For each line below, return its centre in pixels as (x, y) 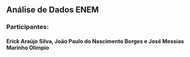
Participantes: (28, 27)
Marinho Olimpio (28, 47)
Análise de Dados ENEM (53, 10)
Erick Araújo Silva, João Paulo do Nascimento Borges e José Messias (95, 41)
